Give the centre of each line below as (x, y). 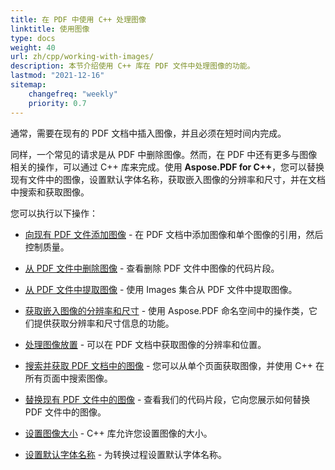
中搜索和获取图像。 (50, 192)
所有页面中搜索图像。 (68, 378)
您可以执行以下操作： (54, 213)
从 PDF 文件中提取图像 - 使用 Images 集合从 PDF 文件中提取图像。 (161, 289)
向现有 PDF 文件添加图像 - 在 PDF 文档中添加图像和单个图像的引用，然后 (174, 234)
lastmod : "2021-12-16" (57, 76)
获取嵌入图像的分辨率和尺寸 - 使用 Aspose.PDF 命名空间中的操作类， (166, 310)
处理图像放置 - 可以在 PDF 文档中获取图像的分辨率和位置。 (145, 344)
